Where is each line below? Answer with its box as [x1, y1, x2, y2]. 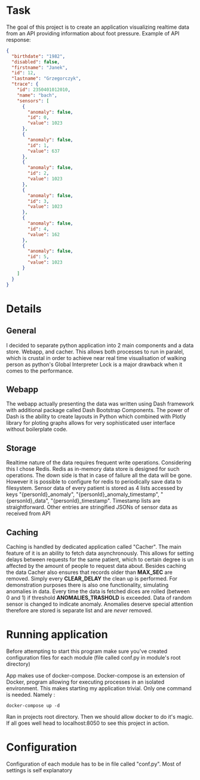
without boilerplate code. [6, 426, 67, 433]
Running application [6, 628, 109, 642]
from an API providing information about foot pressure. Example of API [6, 29, 180, 37]
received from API [6, 510, 51, 517]
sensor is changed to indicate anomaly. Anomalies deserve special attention [6, 600, 193, 607]
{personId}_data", [6, 497, 50, 504]
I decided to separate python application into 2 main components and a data [6, 341, 194, 349]
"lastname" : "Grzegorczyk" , [11, 75, 82, 81]
